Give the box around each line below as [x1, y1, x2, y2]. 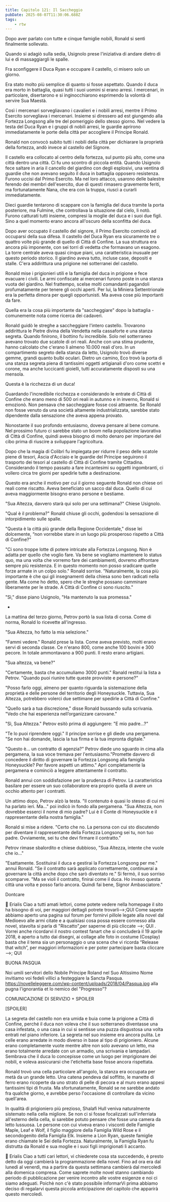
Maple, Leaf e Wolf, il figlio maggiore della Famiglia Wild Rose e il [5, 1127, 141, 1133]
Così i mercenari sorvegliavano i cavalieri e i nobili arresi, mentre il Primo [5, 107, 157, 113]
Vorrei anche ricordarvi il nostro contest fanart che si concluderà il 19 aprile [5, 928, 163, 934]
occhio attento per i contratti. [5, 788, 66, 794]
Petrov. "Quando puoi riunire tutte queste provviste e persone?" [5, 675, 139, 681]
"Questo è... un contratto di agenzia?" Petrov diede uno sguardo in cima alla [5, 746, 164, 752]
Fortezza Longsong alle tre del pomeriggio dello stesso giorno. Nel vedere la [5, 118, 165, 125]
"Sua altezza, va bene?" [5, 660, 56, 666]
